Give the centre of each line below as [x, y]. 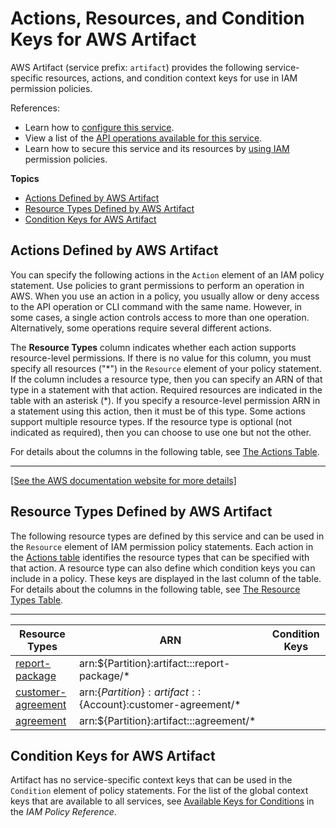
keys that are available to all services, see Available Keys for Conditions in [162, 801]
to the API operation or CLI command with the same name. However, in [156, 306]
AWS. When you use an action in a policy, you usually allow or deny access [165, 296]
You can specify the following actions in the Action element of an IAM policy [167, 274]
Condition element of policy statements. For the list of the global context [159, 791]
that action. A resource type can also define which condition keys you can [163, 568]
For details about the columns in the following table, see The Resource [155, 589]
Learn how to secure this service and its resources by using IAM [157, 148]
